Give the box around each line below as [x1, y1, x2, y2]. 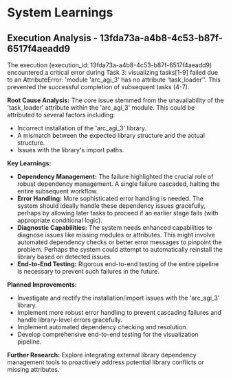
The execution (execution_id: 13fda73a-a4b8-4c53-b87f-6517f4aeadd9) [7, 61, 212, 69]
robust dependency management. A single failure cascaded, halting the [16, 180, 220, 188]
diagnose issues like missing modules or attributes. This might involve [16, 231, 215, 239]
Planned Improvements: [7, 281, 77, 289]
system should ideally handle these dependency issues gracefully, [16, 202, 206, 210]
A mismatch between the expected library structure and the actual [16, 132, 205, 139]
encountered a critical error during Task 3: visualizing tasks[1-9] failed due [7, 69, 219, 76]
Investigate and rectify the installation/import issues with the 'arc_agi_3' [16, 294, 220, 302]
